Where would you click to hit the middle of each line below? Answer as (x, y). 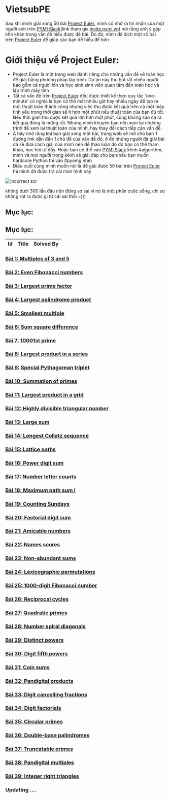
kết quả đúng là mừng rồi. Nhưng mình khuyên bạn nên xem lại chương (87, 122)
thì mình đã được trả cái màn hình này (52, 171)
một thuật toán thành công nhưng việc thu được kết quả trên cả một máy (89, 106)
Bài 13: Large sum (27, 422)
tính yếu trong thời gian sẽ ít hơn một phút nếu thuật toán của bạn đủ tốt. (88, 112)
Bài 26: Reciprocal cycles (37, 599)
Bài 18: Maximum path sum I (41, 490)
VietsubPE (28, 9)
